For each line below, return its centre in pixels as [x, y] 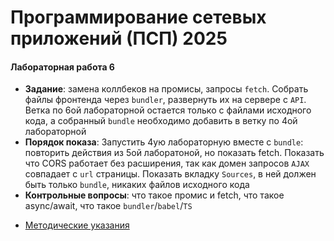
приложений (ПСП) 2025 [119, 38]
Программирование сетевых [138, 17]
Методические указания [77, 225]
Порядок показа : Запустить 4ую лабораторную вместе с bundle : [164, 142]
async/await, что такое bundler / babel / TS [108, 206]
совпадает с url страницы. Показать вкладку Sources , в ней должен [170, 174]
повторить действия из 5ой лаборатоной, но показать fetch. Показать [174, 153]
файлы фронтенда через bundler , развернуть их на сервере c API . [165, 100]
